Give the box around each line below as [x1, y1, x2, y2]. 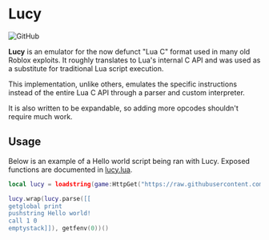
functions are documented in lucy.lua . [8, 165, 133, 174]
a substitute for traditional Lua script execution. [8, 63, 164, 73]
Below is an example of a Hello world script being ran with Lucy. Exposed [8, 156, 251, 166]
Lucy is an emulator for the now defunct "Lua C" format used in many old [8, 46, 251, 56]
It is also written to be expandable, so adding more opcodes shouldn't [8, 103, 239, 113]
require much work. [8, 111, 74, 121]
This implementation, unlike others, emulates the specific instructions [8, 79, 238, 89]
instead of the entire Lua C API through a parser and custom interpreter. [8, 87, 246, 97]
